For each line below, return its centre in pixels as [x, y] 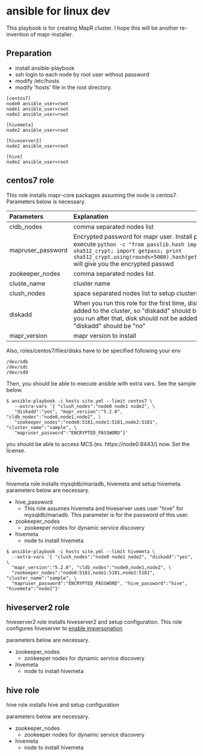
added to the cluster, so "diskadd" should [132, 311]
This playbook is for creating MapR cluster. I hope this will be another [92, 28]
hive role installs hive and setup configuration [63, 705]
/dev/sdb [17, 361]
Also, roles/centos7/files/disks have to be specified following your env [94, 350]
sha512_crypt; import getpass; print [128, 251]
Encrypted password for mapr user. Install [133, 236]
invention [18, 34]
